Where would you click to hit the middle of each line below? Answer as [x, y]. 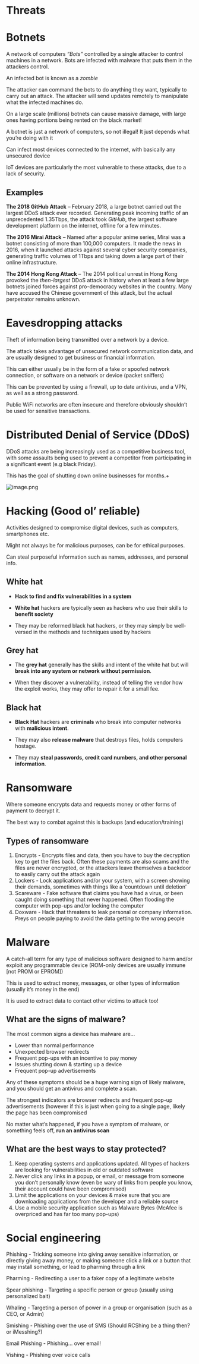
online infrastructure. [32, 262]
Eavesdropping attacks [64, 323]
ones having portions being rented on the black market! [74, 120]
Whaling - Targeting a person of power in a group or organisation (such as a [99, 1308]
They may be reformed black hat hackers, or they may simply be [94, 625]
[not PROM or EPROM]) [35, 971]
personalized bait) [28, 1296]
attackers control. [28, 67]
